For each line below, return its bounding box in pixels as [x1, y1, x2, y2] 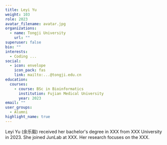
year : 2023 [18, 95, 41, 100]
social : [5, 58, 21, 63]
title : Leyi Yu [5, 7, 37, 12]
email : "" [5, 100, 26, 105]
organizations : [5, 26, 37, 31]
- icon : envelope [9, 63, 46, 68]
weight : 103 [5, 12, 30, 17]
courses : [9, 81, 28, 86]
